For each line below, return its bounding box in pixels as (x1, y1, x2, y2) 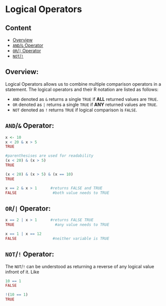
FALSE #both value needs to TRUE (5, 190, 109, 195)
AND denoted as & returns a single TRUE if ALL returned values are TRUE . (12, 96, 158, 102)
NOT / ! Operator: (5, 250, 54, 259)
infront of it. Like (5, 269, 39, 275)
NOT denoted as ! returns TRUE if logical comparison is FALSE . (12, 107, 137, 113)
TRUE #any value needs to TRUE (5, 222, 109, 227)
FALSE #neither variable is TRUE (5, 236, 109, 241)
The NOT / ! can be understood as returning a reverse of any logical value (5, 263, 154, 269)
